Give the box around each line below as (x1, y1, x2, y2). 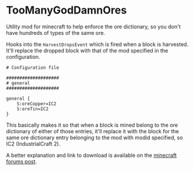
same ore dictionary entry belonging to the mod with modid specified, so (6, 134, 183, 141)
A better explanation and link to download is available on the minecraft (6, 152, 177, 159)
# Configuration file (6, 64, 60, 71)
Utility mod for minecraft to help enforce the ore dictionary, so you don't (6, 23, 181, 30)
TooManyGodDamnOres (6, 4, 127, 17)
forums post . (6, 157, 37, 165)
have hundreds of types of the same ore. (6, 29, 106, 36)
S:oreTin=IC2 (17, 106, 49, 112)
